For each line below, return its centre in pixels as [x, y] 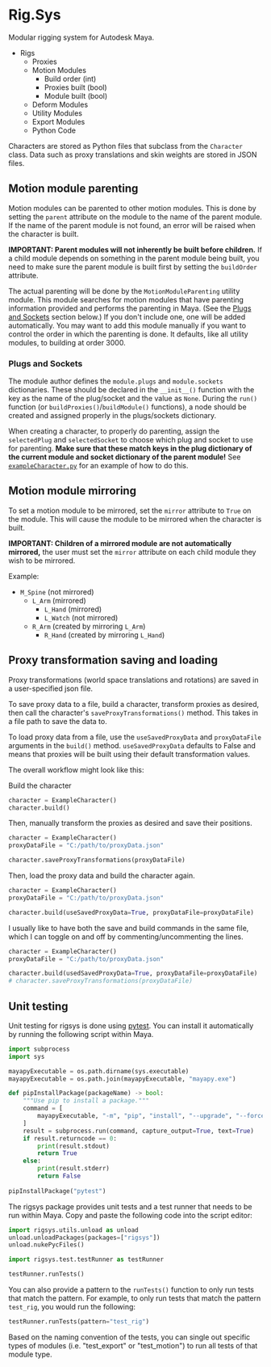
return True [58, 1153]
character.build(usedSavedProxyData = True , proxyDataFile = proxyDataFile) [133, 973]
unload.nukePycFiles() [46, 1245]
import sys [27, 1056]
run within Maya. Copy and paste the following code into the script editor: [130, 1215]
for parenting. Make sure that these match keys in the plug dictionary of [130, 449]
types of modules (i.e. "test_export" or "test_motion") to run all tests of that [133, 1345]
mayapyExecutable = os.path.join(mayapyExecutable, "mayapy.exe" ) [122, 1079]
